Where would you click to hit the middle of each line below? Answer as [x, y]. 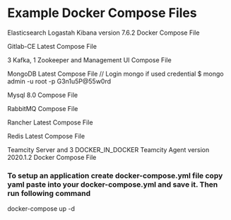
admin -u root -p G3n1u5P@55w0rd [59, 81]
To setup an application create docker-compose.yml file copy [115, 175]
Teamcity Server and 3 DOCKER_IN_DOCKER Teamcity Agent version [108, 149]
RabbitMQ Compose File [43, 108]
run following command [49, 193]
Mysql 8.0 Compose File [43, 95]
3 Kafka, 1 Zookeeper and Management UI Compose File [89, 60]
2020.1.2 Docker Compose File [52, 157]
